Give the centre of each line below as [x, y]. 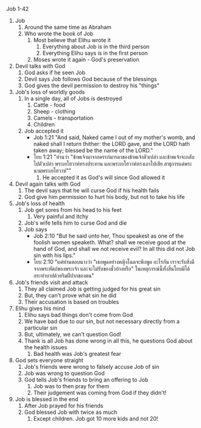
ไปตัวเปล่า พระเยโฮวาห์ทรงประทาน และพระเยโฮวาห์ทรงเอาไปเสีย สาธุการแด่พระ [113, 164]
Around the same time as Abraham [68, 27]
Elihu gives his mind [40, 308]
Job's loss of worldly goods [50, 92]
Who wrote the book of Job [58, 34]
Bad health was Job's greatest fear [77, 354]
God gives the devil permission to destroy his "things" [92, 85]
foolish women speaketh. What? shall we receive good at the [109, 242]
